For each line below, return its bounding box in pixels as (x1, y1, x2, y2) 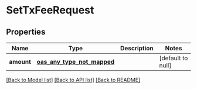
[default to (159, 54, 188, 62)
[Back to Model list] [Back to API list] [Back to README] (6, 77, 141, 83)
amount (9, 58, 31, 66)
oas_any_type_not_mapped (36, 58, 115, 66)
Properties (6, 27, 46, 37)
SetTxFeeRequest (6, 4, 94, 17)
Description (120, 44, 154, 52)
